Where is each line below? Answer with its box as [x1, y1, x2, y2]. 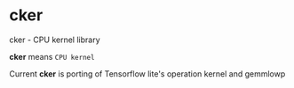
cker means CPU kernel [9, 51, 95, 62]
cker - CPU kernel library [9, 34, 100, 45]
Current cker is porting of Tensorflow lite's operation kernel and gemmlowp [9, 68, 286, 79]
